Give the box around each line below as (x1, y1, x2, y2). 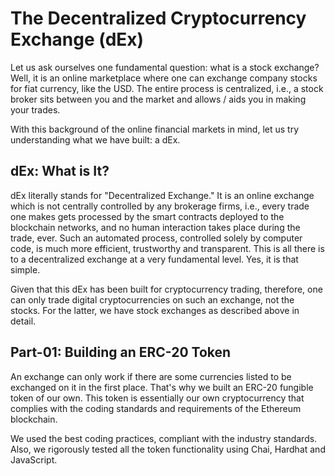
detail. (10, 315, 37, 327)
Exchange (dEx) (10, 28, 145, 51)
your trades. (10, 103, 61, 116)
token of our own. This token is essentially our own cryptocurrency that (10, 392, 305, 404)
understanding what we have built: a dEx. (10, 133, 181, 146)
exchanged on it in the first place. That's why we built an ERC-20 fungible (10, 381, 314, 393)
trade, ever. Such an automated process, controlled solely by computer (10, 232, 303, 244)
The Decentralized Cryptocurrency (10, 7, 307, 30)
